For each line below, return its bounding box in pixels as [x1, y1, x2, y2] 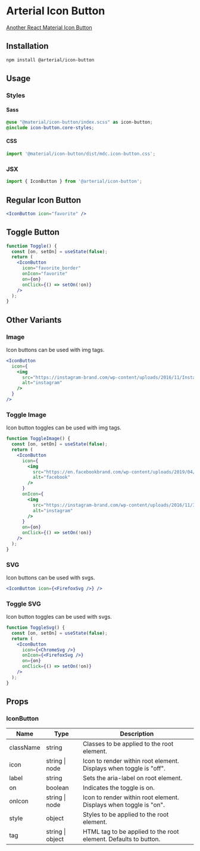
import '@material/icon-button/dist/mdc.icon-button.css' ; [6, 151, 156, 157]
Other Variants [6, 314, 62, 325]
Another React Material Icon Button [6, 24, 92, 31]
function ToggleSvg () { [6, 625, 65, 631]
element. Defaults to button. [82, 835, 161, 843]
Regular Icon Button [6, 195, 82, 205]
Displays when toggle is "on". [82, 801, 165, 809]
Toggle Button [6, 227, 60, 238]
